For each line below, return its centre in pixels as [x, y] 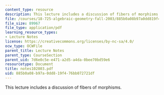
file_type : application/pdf [34, 28]
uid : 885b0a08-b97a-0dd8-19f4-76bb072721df [50, 73]
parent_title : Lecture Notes [35, 50]
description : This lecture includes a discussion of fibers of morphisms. [83, 14]
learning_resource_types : [31, 32]
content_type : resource [29, 10]
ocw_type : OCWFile [24, 46]
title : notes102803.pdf [29, 69]
